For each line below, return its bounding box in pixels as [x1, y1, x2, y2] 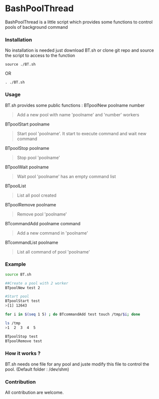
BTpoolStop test [5, 334, 38, 339]
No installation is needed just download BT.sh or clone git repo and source [5, 47, 154, 54]
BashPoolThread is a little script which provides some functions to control [5, 19, 153, 25]
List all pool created [17, 192, 57, 198]
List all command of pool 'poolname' [17, 249, 90, 254]
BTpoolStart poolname [5, 121, 50, 127]
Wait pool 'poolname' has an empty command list [17, 173, 116, 179]
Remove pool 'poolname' [17, 211, 67, 217]
